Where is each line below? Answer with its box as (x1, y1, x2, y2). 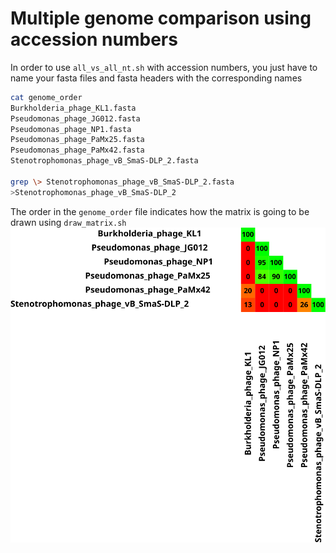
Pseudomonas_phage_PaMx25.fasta (10, 135, 145, 145)
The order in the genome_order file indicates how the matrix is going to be (10, 205, 310, 217)
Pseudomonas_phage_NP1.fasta (10, 124, 132, 134)
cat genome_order (10, 92, 83, 102)
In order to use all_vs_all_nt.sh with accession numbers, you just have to (10, 61, 318, 73)
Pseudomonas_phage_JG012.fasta (10, 113, 141, 124)
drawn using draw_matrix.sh (10, 216, 127, 228)
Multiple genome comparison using (10, 7, 312, 30)
